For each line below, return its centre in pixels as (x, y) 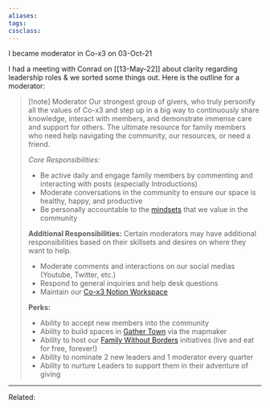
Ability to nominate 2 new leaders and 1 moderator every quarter (147, 357)
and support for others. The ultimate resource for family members (137, 127)
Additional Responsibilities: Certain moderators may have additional (142, 234)
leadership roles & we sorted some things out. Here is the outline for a (124, 78)
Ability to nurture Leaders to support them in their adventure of (144, 365)
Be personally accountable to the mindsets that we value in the (144, 210)
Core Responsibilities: (64, 160)
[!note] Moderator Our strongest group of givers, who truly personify (141, 102)
